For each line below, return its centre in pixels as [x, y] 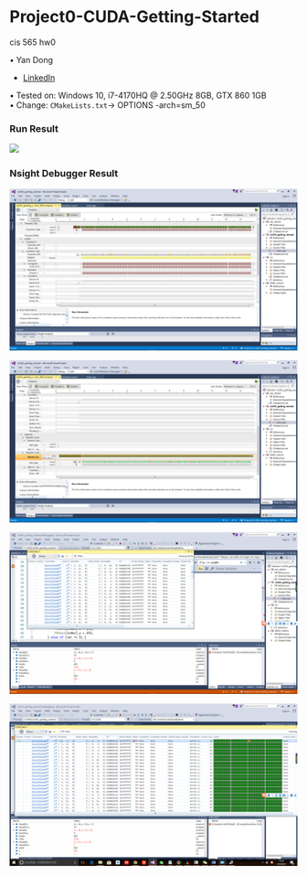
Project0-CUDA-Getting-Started [135, 17]
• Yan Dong [31, 59]
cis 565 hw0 [33, 42]
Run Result [34, 128]
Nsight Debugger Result [64, 174]
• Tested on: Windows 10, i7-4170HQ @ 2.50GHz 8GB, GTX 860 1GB [138, 95]
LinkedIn [39, 77]
